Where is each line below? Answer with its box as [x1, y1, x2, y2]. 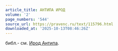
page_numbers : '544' [5, 17, 50, 22]
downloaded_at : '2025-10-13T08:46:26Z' [5, 26, 91, 31]
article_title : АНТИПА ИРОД [5, 7, 66, 13]
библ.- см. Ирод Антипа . [5, 40, 60, 46]
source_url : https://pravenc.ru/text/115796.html [5, 21, 114, 27]
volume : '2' [5, 12, 31, 17]
